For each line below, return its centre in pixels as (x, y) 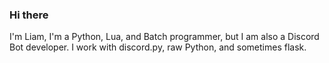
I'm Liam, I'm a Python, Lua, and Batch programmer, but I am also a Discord (164, 37)
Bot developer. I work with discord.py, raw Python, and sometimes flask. (158, 47)
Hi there (29, 15)
